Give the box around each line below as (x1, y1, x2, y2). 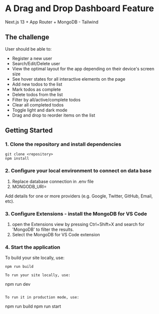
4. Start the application (5, 244, 61, 250)
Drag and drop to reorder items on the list (12, 112, 95, 118)
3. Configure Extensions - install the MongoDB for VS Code (5, 210, 147, 217)
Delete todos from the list (12, 91, 63, 97)
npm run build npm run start (5, 303, 61, 309)
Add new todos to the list (12, 81, 62, 87)
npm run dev (5, 281, 31, 287)
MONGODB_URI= (12, 183, 47, 190)
